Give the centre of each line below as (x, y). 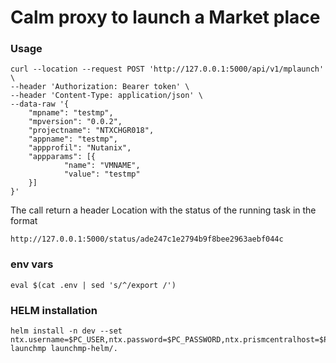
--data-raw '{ (40, 104)
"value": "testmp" (102, 174)
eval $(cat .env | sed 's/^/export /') (93, 285)
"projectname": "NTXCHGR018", (91, 131)
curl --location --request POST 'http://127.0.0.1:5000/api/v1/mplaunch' (167, 69)
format (24, 221)
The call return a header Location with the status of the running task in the (163, 210)
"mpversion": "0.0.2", (75, 122)
